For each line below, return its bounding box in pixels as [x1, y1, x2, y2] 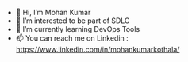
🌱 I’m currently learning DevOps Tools [15, 25, 140, 33]
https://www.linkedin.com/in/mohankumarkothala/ [15, 45, 180, 54]
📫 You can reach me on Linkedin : [15, 33, 129, 43]
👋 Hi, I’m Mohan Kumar [15, 8, 91, 17]
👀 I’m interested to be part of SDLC [15, 16, 130, 25]
